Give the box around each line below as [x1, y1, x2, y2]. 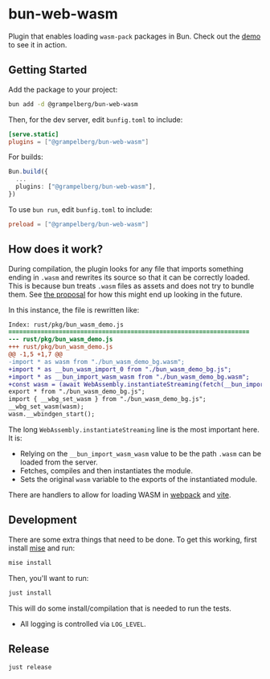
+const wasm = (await [8, 380, 81, 388]
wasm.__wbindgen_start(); [8, 411, 95, 419]
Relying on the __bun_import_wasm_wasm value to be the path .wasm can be [19, 448, 262, 458]
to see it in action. [8, 39, 67, 49]
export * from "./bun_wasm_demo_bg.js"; [8, 387, 146, 396]
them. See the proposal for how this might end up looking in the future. [8, 289, 243, 299]
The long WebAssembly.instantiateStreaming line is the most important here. [8, 424, 260, 434]
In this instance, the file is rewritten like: [8, 305, 140, 314]
